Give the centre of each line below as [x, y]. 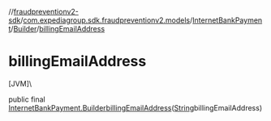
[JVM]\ [20, 83]
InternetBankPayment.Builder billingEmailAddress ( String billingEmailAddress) [135, 107]
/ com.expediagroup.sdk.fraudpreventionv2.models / [106, 20]
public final [27, 99]
